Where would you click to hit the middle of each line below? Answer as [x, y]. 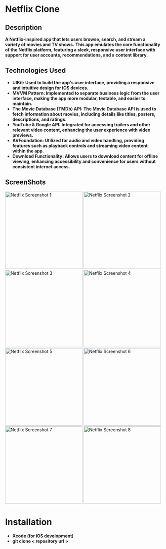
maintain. [22, 103]
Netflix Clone [33, 9]
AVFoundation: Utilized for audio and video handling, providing [78, 140]
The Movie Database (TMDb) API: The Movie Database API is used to [84, 109]
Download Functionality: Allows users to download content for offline [85, 156]
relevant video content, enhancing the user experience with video [81, 130]
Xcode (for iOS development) [43, 536]
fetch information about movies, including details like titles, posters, [84, 114]
